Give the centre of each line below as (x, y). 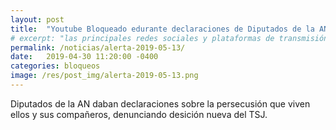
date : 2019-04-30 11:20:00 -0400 (84, 57)
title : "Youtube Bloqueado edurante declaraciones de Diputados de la (162, 29)
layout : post (37, 19)
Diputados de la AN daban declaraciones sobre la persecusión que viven (160, 103)
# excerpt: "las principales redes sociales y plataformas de (142, 38)
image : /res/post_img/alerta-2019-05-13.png (104, 76)
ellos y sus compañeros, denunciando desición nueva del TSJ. (139, 114)
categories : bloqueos (55, 66)
